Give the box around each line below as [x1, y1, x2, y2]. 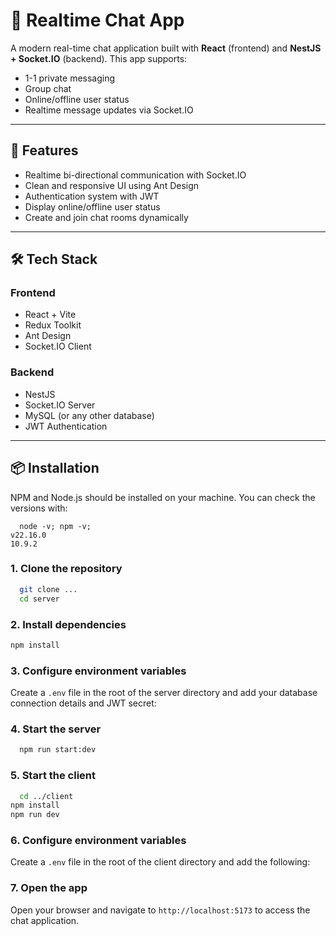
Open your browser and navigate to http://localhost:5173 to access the [10, 904, 311, 916]
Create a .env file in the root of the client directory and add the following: [10, 856, 311, 868]
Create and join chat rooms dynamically [24, 211, 189, 223]
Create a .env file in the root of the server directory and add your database [10, 687, 318, 699]
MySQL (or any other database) [24, 409, 155, 421]
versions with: [10, 502, 68, 514]
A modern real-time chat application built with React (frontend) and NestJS [10, 42, 322, 54]
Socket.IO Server [24, 399, 96, 411]
